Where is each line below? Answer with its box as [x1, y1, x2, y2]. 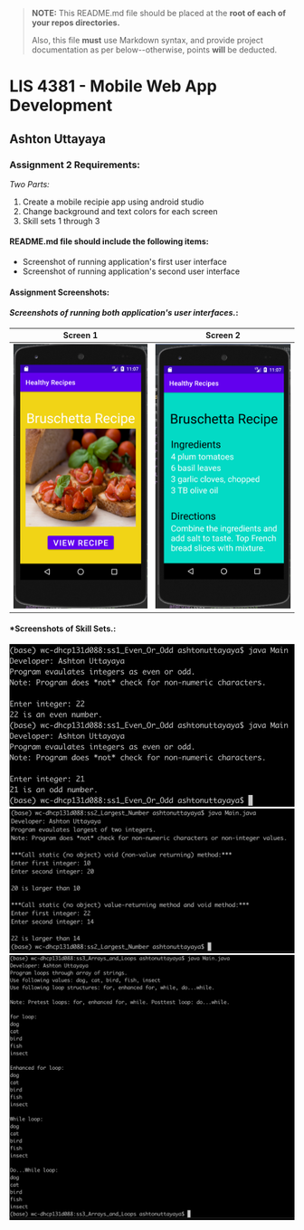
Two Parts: [9, 178, 50, 189]
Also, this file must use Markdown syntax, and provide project [31, 35, 264, 45]
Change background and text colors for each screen [22, 205, 219, 216]
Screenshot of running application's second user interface [22, 266, 241, 277]
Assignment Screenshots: [9, 287, 110, 298]
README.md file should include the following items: [9, 236, 210, 247]
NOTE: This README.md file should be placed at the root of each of [31, 8, 287, 18]
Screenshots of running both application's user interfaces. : [9, 307, 239, 318]
